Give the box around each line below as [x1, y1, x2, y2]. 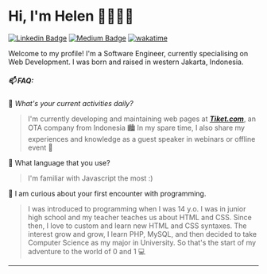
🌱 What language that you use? [8, 158, 110, 167]
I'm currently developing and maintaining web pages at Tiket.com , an [27, 114, 257, 124]
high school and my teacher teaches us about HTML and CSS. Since [27, 212, 252, 222]
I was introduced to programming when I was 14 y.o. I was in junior [27, 204, 246, 213]
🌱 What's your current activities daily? [8, 98, 133, 108]
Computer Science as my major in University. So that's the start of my [27, 238, 257, 247]
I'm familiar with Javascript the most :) [27, 173, 153, 183]
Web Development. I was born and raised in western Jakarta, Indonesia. [8, 57, 244, 67]
